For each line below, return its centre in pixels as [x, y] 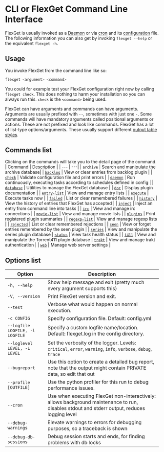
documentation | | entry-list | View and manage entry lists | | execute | [77, 193]
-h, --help [20, 285]
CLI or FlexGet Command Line [66, 9]
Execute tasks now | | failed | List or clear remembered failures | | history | [81, 198]
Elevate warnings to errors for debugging [95, 423]
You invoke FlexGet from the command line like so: [56, 70]
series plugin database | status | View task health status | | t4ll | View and [81, 235]
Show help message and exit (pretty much [96, 282]
